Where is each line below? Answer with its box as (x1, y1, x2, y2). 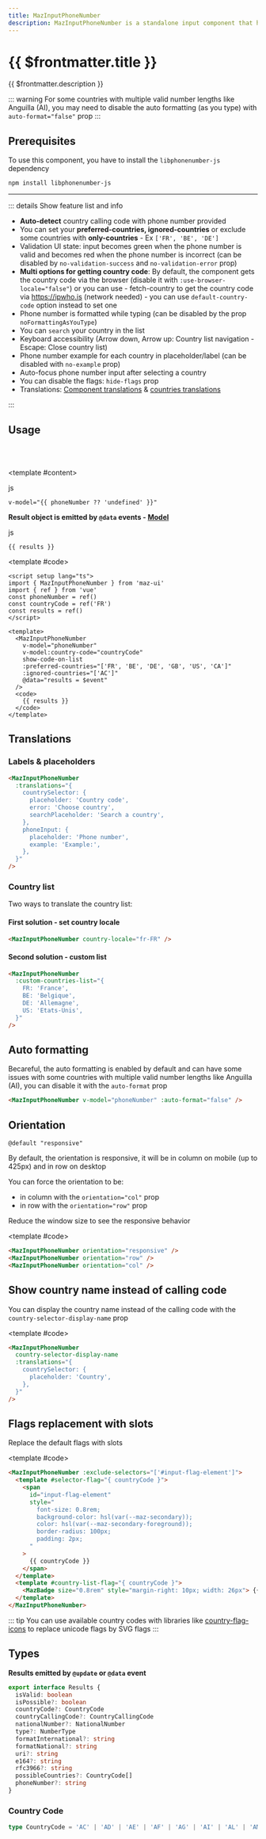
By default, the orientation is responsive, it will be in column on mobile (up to (8, 1154, 258, 1163)
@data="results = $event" (22, 676, 108, 684)
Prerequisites (8, 134, 76, 147)
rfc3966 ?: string (15, 1765, 73, 1772)
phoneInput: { (22, 826, 69, 834)
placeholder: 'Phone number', (28, 833, 129, 841)
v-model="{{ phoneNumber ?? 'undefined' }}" (8, 498, 158, 506)
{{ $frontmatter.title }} (8, 53, 158, 71)
